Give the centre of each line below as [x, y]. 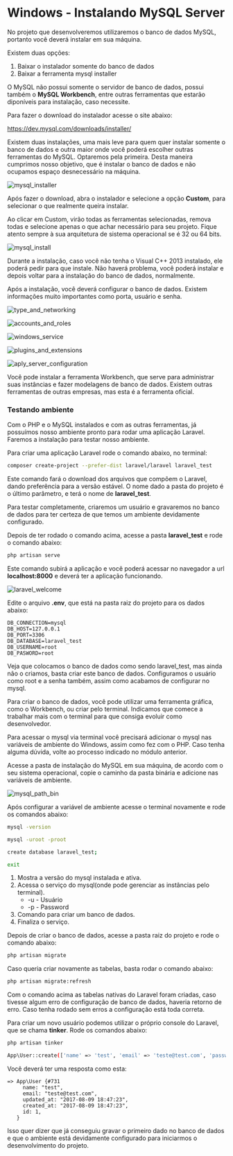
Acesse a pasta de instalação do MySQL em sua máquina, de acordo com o [115, 765]
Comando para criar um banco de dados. [76, 915]
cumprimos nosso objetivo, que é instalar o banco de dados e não [102, 164]
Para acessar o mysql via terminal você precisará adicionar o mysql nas [110, 737]
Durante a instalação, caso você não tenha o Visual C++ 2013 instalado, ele [115, 261]
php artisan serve [34, 555]
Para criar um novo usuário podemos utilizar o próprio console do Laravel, [113, 1023]
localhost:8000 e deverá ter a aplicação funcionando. [85, 576]
